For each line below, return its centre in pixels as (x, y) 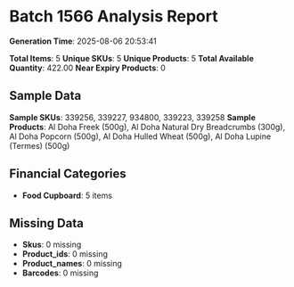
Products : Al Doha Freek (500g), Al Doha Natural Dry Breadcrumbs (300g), (147, 127)
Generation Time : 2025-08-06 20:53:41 (83, 41)
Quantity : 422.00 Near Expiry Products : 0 (88, 68)
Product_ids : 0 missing (65, 254)
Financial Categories (68, 174)
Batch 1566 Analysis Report (114, 16)
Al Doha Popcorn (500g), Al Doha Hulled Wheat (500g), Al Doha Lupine (140, 136)
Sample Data (45, 96)
